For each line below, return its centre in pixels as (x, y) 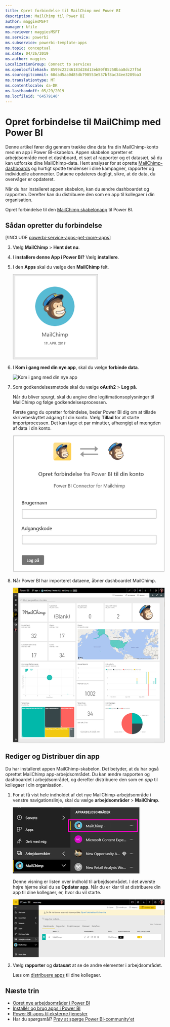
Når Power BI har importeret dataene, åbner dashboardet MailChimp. (84, 580)
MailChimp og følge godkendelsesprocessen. (60, 402)
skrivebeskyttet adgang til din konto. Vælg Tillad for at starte (76, 418)
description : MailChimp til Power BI (45, 16)
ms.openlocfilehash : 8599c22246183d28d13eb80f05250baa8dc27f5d (73, 69)
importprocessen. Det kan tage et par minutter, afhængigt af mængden (87, 423)
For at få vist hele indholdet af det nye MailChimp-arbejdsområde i (82, 795)
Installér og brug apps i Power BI (47, 1008)
